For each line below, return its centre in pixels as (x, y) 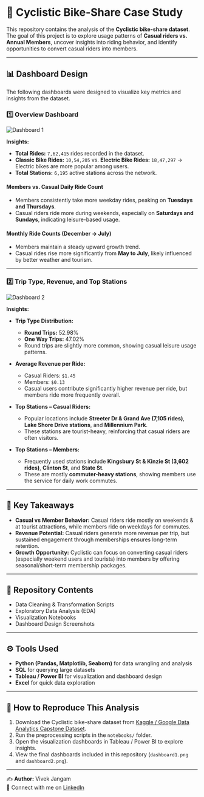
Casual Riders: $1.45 (50, 375)
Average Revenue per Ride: (50, 363)
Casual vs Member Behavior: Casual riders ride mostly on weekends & (104, 520)
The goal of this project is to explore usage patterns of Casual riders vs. (97, 35)
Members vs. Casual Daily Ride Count (55, 186)
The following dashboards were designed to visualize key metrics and (93, 92)
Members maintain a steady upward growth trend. (78, 247)
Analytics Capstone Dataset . (51, 729)
